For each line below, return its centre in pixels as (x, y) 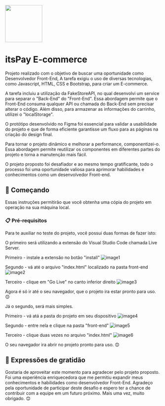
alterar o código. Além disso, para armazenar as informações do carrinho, (80, 109)
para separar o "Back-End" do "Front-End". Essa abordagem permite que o (82, 98)
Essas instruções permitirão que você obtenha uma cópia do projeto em (78, 202)
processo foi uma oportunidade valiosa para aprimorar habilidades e (75, 169)
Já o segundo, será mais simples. (39, 307)
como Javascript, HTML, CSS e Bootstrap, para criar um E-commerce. (77, 84)
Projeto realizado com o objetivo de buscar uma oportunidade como (75, 73)
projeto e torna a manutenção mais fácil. (46, 154)
